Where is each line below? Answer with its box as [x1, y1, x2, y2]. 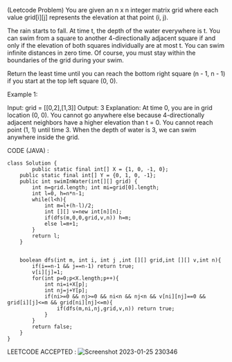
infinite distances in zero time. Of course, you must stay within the [7, 48, 196, 57]
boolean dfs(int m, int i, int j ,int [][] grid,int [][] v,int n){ [19, 257, 222, 264]
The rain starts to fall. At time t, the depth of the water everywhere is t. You [7, 27, 220, 35]
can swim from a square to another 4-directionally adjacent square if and [7, 34, 216, 42]
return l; [32, 233, 60, 239]
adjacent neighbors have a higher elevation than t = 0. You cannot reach [7, 118, 213, 127]
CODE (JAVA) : [7, 147, 50, 154]
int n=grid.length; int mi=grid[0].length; [32, 184, 159, 191]
